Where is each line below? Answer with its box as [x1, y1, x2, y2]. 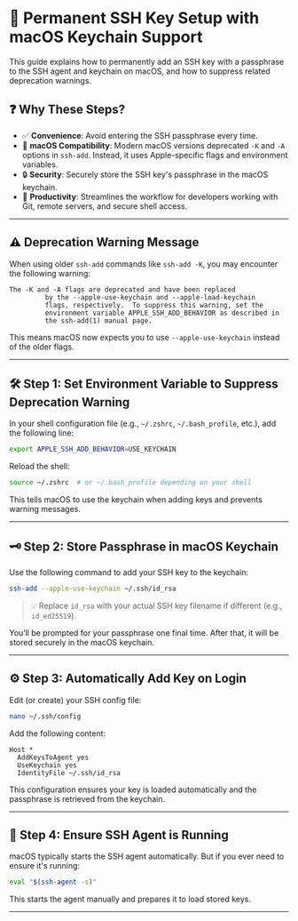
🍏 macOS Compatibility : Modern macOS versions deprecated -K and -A [21, 140, 286, 150]
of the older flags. [9, 341, 74, 352]
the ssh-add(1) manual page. [44, 316, 153, 325]
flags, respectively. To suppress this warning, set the [44, 300, 264, 309]
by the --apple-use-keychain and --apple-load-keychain [44, 292, 255, 301]
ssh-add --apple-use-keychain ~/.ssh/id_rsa [9, 584, 176, 593]
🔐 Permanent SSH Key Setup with [9, 8, 260, 28]
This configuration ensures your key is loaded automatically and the [9, 784, 257, 795]
